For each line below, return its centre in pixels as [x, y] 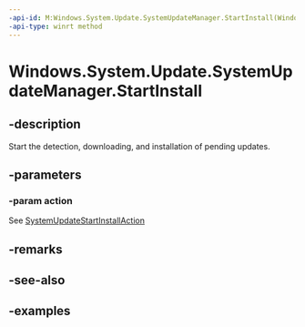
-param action [41, 200]
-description [45, 124]
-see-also [37, 280]
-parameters [45, 174]
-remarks [36, 249]
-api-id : [25, 18]
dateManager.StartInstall [106, 91]
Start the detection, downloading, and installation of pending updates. [139, 146]
